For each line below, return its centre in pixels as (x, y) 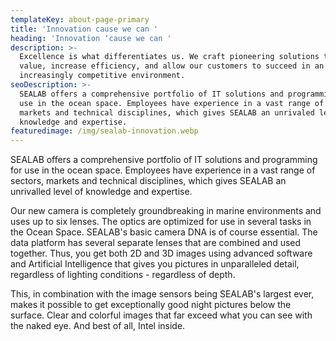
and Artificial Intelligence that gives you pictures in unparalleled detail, (155, 264)
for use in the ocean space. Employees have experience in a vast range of (163, 170)
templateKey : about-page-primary (80, 19)
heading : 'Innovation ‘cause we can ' (91, 38)
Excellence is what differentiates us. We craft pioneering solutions (169, 57)
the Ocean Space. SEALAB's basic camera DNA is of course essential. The (164, 232)
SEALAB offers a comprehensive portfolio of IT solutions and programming (164, 160)
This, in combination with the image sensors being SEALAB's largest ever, (162, 294)
